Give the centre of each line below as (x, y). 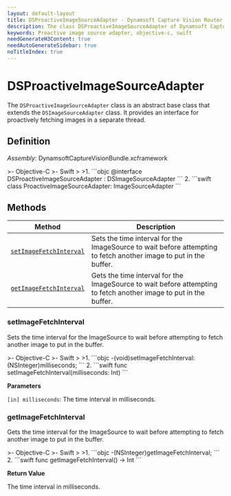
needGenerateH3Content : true (49, 39)
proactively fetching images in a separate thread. (77, 120)
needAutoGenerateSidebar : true (52, 45)
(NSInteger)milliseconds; (42, 365)
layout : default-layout (41, 13)
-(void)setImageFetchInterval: (153, 358)
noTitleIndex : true (35, 52)
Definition (29, 142)
